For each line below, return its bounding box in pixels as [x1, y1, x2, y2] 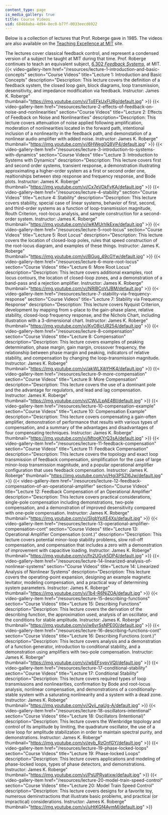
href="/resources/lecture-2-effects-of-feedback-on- [44, 104, 154, 110]
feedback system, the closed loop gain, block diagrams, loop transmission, [5, 83, 160, 89]
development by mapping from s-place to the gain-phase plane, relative [5, 307, 154, 313]
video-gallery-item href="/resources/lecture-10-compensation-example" [5, 403, 156, 409]
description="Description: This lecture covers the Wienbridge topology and [5, 718, 161, 724]
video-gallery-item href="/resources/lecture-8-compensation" [5, 328, 134, 335]
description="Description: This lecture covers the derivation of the [5, 606, 142, 612]
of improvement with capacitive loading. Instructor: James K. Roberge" [5, 547, 152, 553]
